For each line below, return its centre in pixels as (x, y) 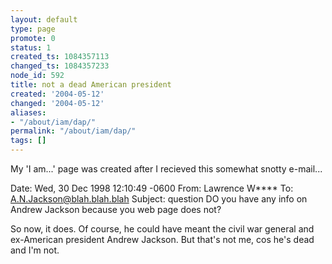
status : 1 (31, 47)
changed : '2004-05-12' (57, 103)
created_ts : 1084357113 (60, 57)
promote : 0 (33, 38)
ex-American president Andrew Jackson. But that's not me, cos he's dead (162, 239)
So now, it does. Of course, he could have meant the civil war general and (162, 229)
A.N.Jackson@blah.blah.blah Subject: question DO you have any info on (159, 199)
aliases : (28, 112)
